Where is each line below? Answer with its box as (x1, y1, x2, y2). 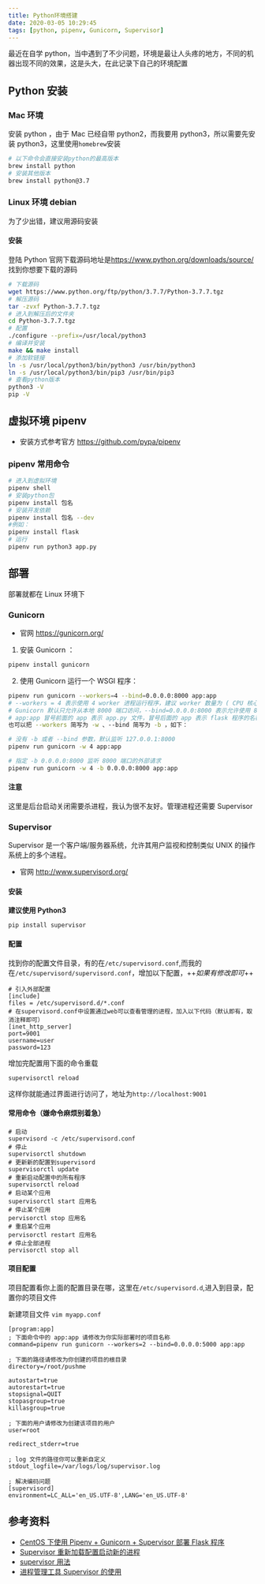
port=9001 (8, 1029, 41, 1038)
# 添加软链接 (8, 354, 45, 361)
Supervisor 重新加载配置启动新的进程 (19, 1547, 140, 1556)
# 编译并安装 (8, 339, 45, 347)
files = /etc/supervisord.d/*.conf (8, 999, 125, 1007)
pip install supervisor (8, 921, 87, 930)
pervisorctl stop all (8, 1246, 80, 1254)
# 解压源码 (8, 295, 39, 303)
